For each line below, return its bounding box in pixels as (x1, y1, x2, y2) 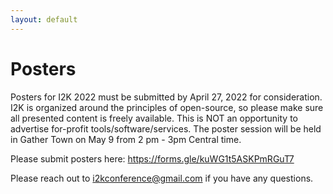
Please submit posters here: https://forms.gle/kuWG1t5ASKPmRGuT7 (10, 152, 295, 165)
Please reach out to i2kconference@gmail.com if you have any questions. (10, 172, 314, 184)
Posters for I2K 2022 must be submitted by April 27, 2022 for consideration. (10, 91, 323, 103)
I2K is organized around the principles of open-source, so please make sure (10, 101, 324, 113)
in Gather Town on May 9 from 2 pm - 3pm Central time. (10, 133, 242, 145)
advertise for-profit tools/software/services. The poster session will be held (10, 122, 322, 135)
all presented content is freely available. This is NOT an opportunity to (10, 112, 299, 124)
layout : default (10, 14, 78, 25)
